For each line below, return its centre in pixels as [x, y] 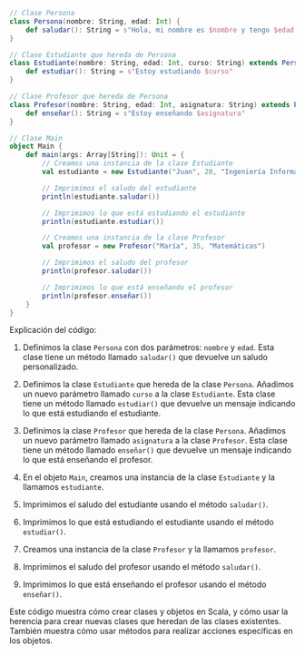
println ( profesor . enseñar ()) [97, 296]
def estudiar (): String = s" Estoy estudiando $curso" [129, 72]
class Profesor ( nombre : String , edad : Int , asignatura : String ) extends [150, 104]
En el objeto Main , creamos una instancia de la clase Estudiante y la [148, 477]
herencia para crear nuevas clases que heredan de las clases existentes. [145, 621]
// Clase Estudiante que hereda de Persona [93, 54]
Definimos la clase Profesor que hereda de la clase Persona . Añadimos [154, 431]
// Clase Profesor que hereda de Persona [89, 96]
